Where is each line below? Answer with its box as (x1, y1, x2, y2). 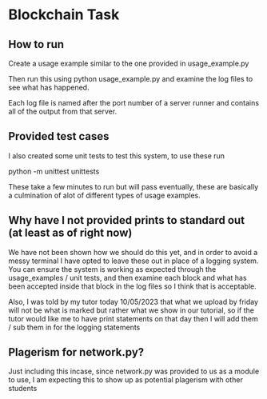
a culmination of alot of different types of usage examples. (8, 190, 201, 200)
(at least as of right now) (8, 226, 133, 240)
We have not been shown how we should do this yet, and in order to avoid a (8, 247, 258, 257)
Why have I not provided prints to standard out (8, 213, 245, 227)
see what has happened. (8, 82, 90, 92)
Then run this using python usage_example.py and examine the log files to (8, 74, 253, 83)
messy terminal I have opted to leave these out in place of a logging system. (8, 256, 259, 265)
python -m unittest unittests (8, 166, 100, 176)
